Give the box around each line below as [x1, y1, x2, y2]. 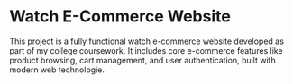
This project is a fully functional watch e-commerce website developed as [9, 36, 284, 46]
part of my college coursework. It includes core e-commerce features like [9, 45, 283, 55]
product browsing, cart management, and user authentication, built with [9, 55, 277, 65]
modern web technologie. [9, 64, 105, 75]
